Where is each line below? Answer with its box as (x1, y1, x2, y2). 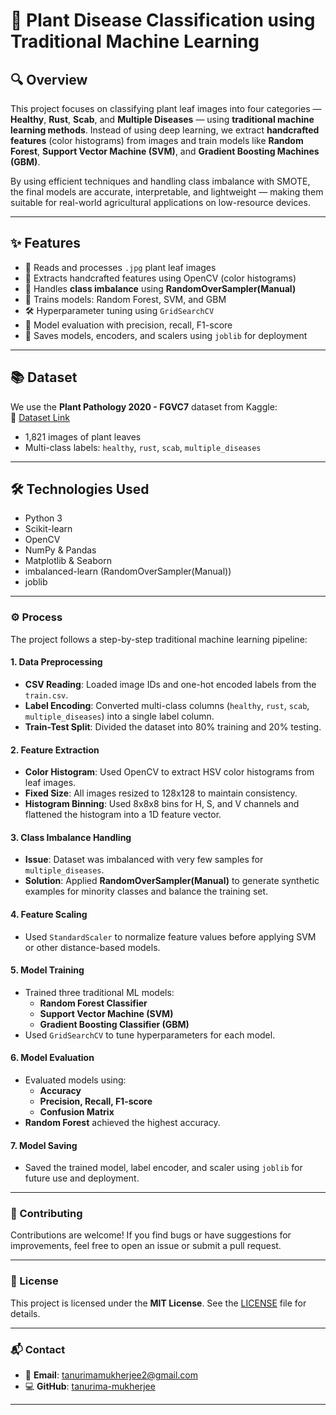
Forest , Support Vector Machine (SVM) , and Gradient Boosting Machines (10, 145, 320, 157)
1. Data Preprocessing (10, 656, 103, 668)
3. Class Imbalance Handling (10, 831, 132, 843)
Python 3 (24, 512, 63, 524)
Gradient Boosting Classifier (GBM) (39, 1018, 190, 1030)
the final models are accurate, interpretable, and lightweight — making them (10, 186, 324, 198)
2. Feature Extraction (10, 744, 100, 756)
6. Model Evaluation (10, 1052, 95, 1064)
